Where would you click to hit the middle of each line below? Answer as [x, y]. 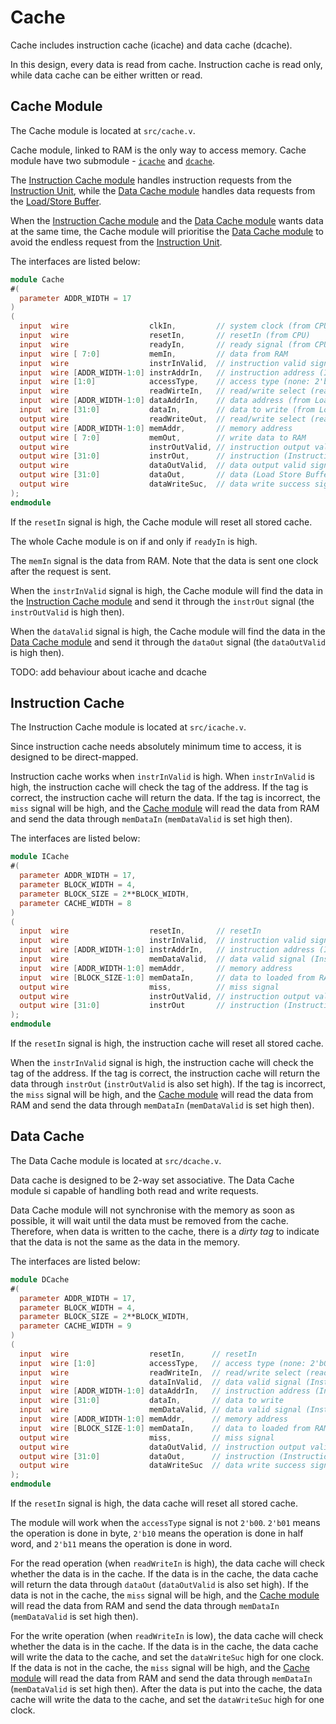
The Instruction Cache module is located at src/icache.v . [128, 727]
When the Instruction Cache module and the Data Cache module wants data [167, 220]
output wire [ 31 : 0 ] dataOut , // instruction [147, 1456]
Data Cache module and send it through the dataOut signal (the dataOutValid [168, 642]
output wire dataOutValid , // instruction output [163, 1447]
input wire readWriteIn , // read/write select [160, 1372]
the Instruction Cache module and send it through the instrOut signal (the [162, 601]
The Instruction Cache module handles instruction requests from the [151, 180]
